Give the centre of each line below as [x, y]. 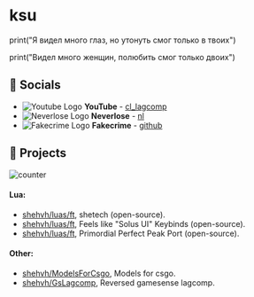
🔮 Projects [38, 153]
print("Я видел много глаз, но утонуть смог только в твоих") [123, 40]
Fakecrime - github [127, 125]
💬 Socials [35, 85]
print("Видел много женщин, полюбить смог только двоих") [123, 57]
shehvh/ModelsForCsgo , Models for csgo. [99, 273]
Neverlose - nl [117, 115]
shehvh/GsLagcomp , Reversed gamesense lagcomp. [118, 282]
